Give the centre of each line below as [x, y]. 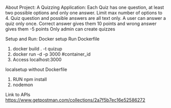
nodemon [23, 85]
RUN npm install [30, 79]
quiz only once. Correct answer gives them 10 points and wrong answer [81, 23]
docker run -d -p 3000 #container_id [52, 54]
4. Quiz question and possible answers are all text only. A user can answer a [86, 18]
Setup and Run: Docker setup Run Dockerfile [52, 39]
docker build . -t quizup [37, 49]
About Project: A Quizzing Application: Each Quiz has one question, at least [85, 7]
